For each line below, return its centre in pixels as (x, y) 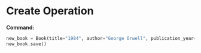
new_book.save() (26, 44)
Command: (20, 27)
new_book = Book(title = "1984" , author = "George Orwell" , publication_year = (101, 38)
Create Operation (50, 11)
